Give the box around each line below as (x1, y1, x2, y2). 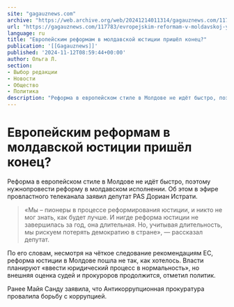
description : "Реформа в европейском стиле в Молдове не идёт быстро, (7, 95, 217, 102)
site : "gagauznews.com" (7, 10, 77, 17)
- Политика (7, 88, 39, 95)
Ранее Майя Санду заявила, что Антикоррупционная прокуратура (7, 284, 205, 293)
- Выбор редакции (7, 68, 58, 75)
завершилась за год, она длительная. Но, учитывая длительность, (24, 220, 223, 229)
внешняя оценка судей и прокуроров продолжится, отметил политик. (7, 271, 216, 279)
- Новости (7, 75, 36, 82)
